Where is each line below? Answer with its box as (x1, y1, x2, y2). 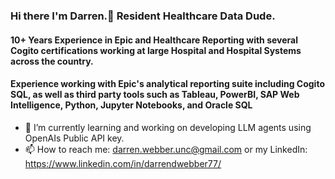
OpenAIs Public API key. (24, 132, 125, 144)
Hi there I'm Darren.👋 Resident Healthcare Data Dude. (10, 9, 276, 23)
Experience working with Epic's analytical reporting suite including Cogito (10, 78, 325, 90)
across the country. (10, 55, 94, 67)
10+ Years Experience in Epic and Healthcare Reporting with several (10, 34, 298, 46)
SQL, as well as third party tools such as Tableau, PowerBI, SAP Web (10, 89, 300, 101)
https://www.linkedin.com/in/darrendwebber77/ (24, 157, 222, 169)
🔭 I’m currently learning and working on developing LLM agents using (24, 121, 312, 133)
